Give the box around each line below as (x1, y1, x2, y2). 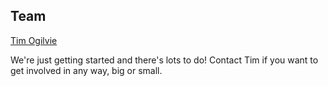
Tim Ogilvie (10, 34, 58, 46)
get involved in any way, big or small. (10, 64, 163, 76)
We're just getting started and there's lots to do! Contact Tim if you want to (10, 54, 319, 66)
